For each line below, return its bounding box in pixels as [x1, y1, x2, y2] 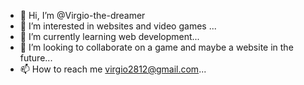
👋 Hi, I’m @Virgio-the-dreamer [19, 10, 146, 21]
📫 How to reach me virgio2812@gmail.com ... [19, 63, 207, 75]
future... [19, 52, 53, 64]
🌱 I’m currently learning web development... [19, 31, 200, 42]
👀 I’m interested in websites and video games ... [19, 20, 217, 32]
